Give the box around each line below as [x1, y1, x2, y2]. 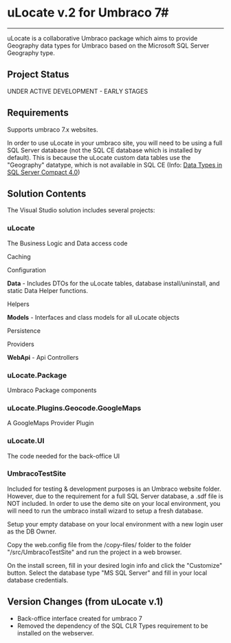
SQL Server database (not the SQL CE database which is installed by [7, 146, 201, 154]
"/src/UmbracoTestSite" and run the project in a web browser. [7, 548, 182, 556]
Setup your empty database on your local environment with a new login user [7, 520, 223, 528]
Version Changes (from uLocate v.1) [7, 596, 164, 608]
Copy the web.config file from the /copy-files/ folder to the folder [7, 540, 192, 549]
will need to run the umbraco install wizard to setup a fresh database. [7, 507, 203, 515]
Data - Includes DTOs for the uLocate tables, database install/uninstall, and [7, 279, 220, 287]
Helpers [7, 300, 30, 308]
